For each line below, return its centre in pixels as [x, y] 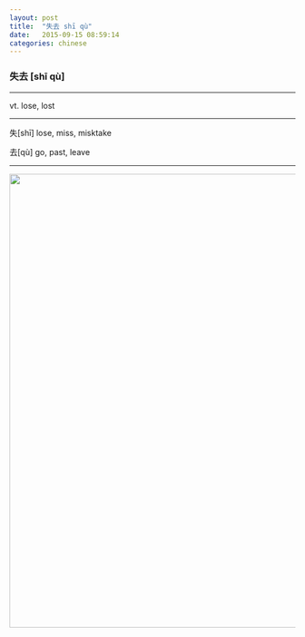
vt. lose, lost [32, 105]
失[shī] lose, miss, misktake [60, 132]
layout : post [34, 18]
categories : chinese [49, 43]
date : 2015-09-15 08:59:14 [64, 34]
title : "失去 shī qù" [51, 26]
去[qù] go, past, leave [50, 152]
